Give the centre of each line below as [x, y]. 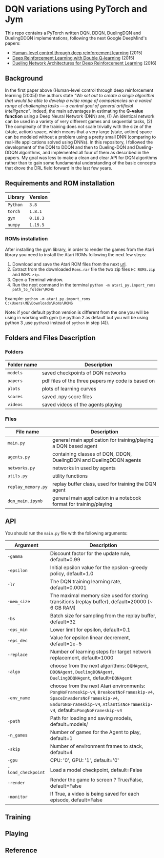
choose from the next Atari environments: [98, 686]
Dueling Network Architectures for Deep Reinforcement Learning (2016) [84, 63]
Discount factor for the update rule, [90, 553]
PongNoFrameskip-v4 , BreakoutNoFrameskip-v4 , [102, 692]
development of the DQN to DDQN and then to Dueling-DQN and [70, 147]
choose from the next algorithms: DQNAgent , [99, 666]
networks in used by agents [84, 468]
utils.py [18, 476]
